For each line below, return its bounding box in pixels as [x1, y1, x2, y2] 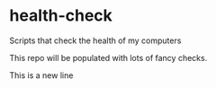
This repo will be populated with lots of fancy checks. [9, 52, 208, 63]
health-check [9, 5, 112, 26]
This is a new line [9, 69, 74, 81]
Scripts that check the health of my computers [9, 35, 182, 46]
